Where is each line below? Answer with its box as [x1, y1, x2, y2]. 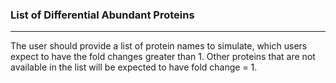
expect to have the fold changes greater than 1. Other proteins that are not [10, 51, 316, 63]
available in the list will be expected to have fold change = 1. [10, 61, 258, 73]
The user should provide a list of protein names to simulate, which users [10, 40, 308, 52]
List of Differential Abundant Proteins [10, 8, 195, 22]
